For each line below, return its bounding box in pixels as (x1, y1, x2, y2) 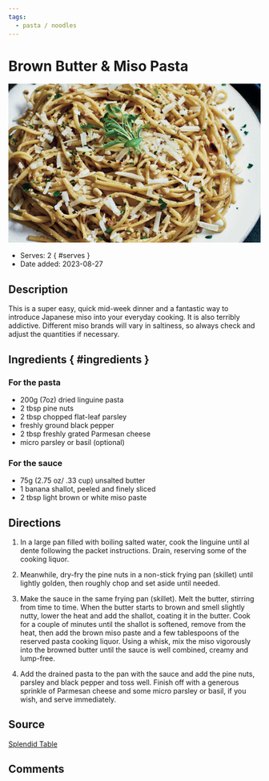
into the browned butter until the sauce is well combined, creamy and (19, 645, 249, 655)
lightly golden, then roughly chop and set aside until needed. (19, 578, 220, 589)
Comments (8, 763, 65, 776)
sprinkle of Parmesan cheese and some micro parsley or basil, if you (19, 686, 247, 696)
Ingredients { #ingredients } (8, 353, 150, 366)
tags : (8, 13, 26, 21)
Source (8, 718, 46, 731)
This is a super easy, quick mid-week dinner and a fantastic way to (8, 304, 229, 314)
